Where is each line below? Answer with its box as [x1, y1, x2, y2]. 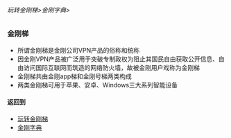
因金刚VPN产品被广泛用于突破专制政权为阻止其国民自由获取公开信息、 [17, 55, 219, 63]
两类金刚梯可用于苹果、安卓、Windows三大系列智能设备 [17, 80, 178, 89]
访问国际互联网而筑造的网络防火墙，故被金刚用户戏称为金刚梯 [23, 63, 200, 71]
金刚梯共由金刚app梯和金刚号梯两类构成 [17, 72, 132, 80]
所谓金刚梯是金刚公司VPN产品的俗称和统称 [17, 46, 140, 54]
